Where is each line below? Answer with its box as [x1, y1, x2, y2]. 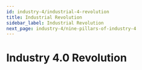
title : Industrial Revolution [6, 14, 83, 20]
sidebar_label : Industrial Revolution [6, 20, 104, 26]
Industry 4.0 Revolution [6, 51, 127, 65]
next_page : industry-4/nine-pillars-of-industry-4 [6, 25, 137, 32]
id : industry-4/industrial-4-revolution [6, 8, 110, 15]
